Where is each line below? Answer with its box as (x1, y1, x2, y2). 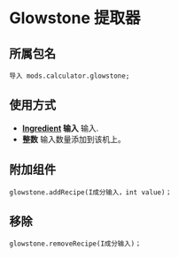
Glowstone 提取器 (9, 8, 141, 28)
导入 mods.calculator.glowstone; (9, 72, 130, 80)
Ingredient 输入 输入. (21, 123, 99, 133)
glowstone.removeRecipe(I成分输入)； (9, 239, 142, 248)
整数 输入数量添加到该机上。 (21, 133, 126, 144)
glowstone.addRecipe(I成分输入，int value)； (9, 187, 173, 197)
